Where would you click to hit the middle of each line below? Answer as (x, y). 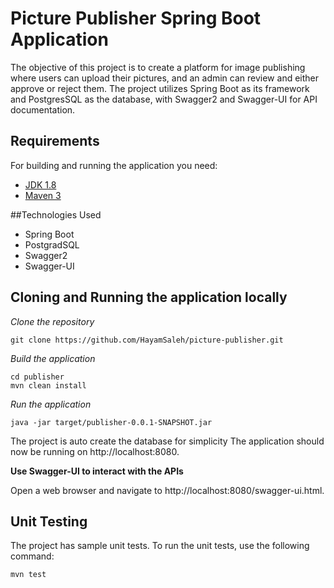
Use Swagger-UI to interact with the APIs (97, 471)
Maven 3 (43, 195)
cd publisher (37, 377)
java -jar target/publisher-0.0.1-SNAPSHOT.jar (111, 422)
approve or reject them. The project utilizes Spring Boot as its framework (160, 88)
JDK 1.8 (40, 184)
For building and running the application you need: (114, 165)
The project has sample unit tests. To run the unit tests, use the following (160, 546)
